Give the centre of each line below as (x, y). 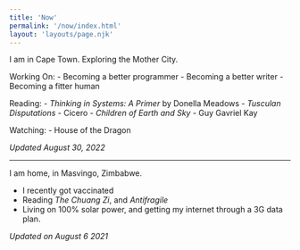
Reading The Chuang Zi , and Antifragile (95, 200)
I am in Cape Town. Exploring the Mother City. (94, 60)
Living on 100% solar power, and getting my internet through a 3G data (152, 210)
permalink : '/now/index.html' (66, 26)
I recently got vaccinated (68, 191)
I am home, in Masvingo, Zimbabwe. (76, 173)
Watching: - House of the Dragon (70, 130)
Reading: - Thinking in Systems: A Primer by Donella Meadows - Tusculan (145, 104)
